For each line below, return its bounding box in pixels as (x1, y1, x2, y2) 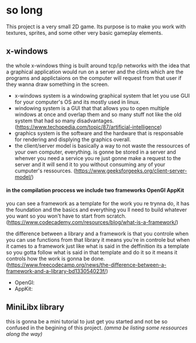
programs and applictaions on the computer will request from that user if (6, 74, 182, 81)
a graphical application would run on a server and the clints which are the (6, 68, 184, 75)
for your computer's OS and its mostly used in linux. (14, 98, 140, 105)
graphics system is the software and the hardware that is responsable (14, 129, 184, 136)
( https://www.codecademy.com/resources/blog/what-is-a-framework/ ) (6, 218, 179, 225)
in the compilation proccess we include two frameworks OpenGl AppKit (6, 187, 184, 194)
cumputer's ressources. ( (14, 167, 76, 174)
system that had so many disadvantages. (14, 117, 114, 124)
